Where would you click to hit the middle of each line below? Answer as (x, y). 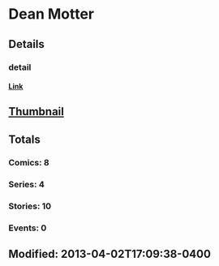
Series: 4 (26, 184)
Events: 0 (28, 228)
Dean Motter (52, 14)
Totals (24, 139)
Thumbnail (36, 112)
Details (26, 44)
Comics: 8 (29, 162)
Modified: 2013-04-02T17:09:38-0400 (109, 253)
